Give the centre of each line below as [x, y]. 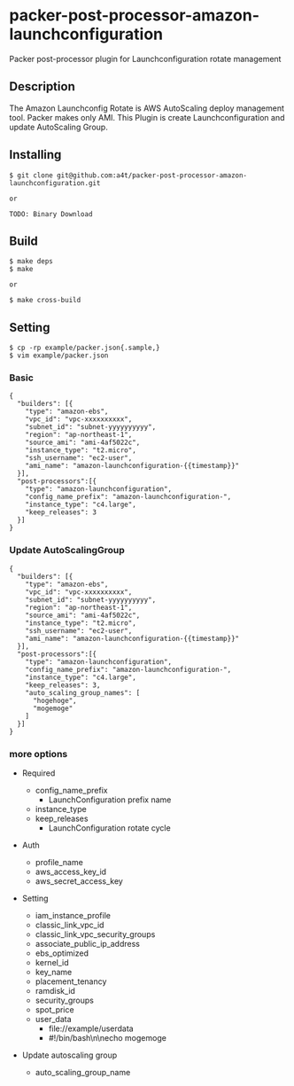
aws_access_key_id [71, 872]
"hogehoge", [54, 700]
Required [39, 773]
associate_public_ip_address [87, 944]
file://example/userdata [91, 1028]
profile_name [59, 863]
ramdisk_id [55, 991]
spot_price [54, 1010]
